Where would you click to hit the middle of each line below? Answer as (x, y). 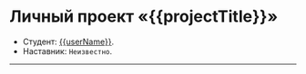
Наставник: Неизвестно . (67, 51)
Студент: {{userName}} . (68, 42)
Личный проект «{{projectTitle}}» (144, 17)
